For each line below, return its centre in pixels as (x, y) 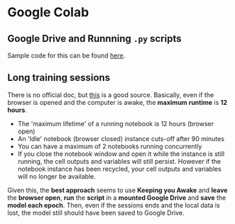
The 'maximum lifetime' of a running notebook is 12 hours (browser (116, 123)
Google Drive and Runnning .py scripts (94, 39)
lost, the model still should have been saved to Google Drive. (96, 213)
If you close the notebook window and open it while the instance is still (121, 154)
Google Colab (48, 12)
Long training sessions (59, 78)
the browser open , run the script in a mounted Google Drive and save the (117, 197)
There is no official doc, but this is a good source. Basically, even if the (111, 95)
